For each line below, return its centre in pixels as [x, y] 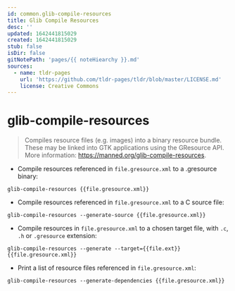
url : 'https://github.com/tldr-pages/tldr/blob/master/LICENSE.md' [121, 79]
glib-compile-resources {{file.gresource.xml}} [78, 190]
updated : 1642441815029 [42, 33]
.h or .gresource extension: [57, 236]
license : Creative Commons [59, 86]
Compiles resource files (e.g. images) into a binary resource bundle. [123, 140]
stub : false [25, 47]
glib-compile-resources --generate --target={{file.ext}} [94, 249]
